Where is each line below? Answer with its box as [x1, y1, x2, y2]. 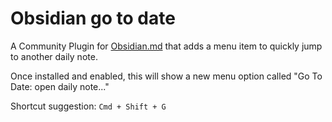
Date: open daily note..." [10, 80, 110, 92]
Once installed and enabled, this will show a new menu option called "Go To [10, 70, 323, 82]
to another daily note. [10, 50, 98, 62]
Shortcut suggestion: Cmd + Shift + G [10, 100, 167, 112]
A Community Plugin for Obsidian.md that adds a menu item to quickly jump [10, 40, 323, 52]
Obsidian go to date [10, 7, 176, 30]
